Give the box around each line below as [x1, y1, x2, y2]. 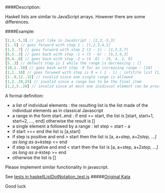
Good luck [5, 183, 26, 189]
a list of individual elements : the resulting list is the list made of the [12, 102, 148, 108]
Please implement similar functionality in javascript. [5, 164, 109, 170]
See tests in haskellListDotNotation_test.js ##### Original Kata [5, 173, 131, 179]
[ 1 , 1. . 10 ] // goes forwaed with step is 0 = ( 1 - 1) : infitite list [5, 70, 153, 75]
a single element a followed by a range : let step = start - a [12, 123, 131, 129]
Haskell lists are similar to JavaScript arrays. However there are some [5, 14, 146, 19]
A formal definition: [5, 93, 44, 98]
